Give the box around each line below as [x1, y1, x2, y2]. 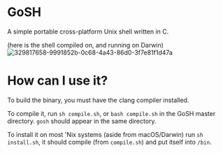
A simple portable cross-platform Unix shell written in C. [7, 27, 169, 36]
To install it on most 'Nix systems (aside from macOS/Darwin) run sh [7, 130, 203, 138]
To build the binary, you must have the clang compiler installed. [7, 96, 189, 104]
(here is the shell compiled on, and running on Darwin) [7, 41, 164, 49]
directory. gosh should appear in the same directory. [7, 117, 157, 125]
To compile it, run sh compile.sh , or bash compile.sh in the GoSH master [7, 109, 216, 117]
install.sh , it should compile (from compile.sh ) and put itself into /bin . [7, 138, 212, 146]
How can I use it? [7, 73, 108, 89]
